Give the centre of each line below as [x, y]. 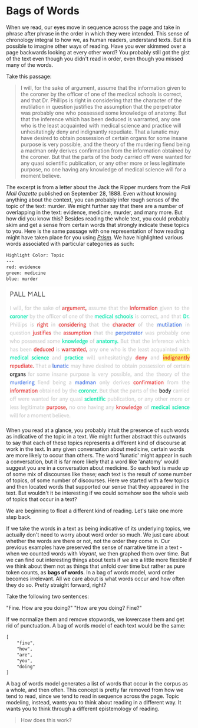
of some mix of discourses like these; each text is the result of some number [99, 474]
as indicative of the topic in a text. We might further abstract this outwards [96, 437]
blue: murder [22, 279]
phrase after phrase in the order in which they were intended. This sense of [98, 33]
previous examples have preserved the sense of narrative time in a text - [94, 547]
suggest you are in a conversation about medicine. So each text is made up [98, 468]
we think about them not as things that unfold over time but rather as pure [96, 566]
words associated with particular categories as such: [70, 243]
